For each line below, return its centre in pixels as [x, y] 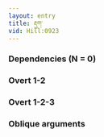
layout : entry [32, 16]
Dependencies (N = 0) [52, 59]
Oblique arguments [47, 124]
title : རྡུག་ [25, 23]
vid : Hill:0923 [34, 31]
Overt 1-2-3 [31, 102]
